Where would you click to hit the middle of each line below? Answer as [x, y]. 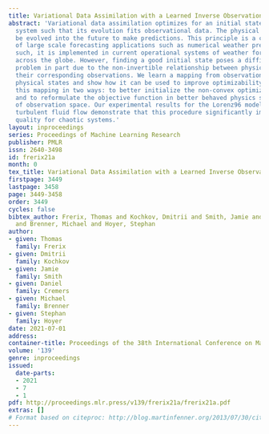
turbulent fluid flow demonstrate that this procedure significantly [134, 113]
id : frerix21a [32, 157]
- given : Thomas [35, 239]
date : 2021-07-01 [37, 328]
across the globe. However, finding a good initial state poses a [128, 61]
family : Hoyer [39, 321]
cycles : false [32, 209]
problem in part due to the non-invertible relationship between [127, 68]
